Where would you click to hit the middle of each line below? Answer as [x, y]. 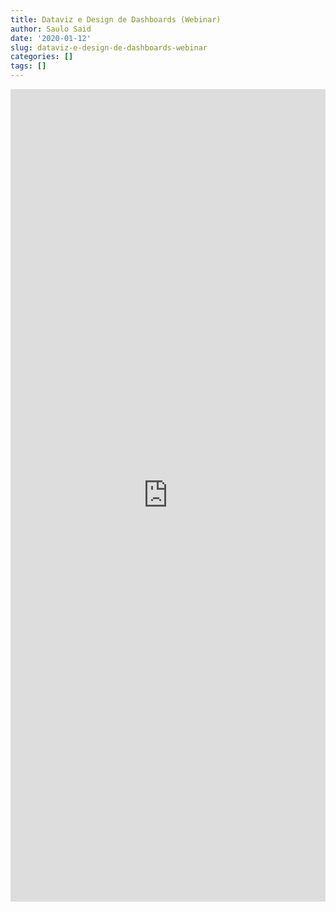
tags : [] [28, 66]
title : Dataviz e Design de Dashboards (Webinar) [116, 19]
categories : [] [42, 57]
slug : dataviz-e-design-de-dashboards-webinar [109, 47]
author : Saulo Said [51, 29]
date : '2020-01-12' [51, 38]
